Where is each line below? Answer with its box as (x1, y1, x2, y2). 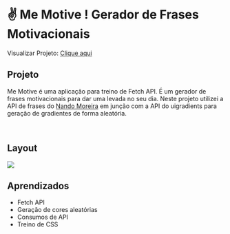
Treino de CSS (17, 220, 59, 228)
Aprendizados (7, 180, 70, 191)
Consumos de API (17, 213, 69, 222)
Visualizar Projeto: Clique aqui (7, 49, 92, 57)
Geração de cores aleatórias (17, 206, 98, 214)
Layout (7, 142, 38, 154)
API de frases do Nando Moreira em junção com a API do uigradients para (7, 102, 217, 110)
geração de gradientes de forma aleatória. (7, 109, 127, 117)
